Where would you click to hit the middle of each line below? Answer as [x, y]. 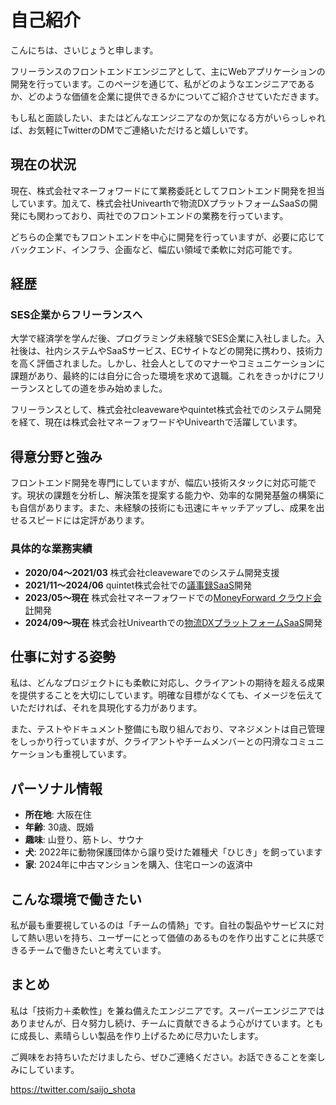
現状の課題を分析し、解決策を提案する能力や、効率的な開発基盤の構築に [175, 495]
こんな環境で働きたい [76, 899]
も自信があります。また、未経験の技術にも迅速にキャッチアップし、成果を [163, 508]
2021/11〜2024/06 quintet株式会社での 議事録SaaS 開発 [138, 585]
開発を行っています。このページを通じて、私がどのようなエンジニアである [162, 83]
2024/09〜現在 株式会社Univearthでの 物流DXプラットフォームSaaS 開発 [173, 622]
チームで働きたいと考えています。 [97, 950]
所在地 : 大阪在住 [58, 815]
